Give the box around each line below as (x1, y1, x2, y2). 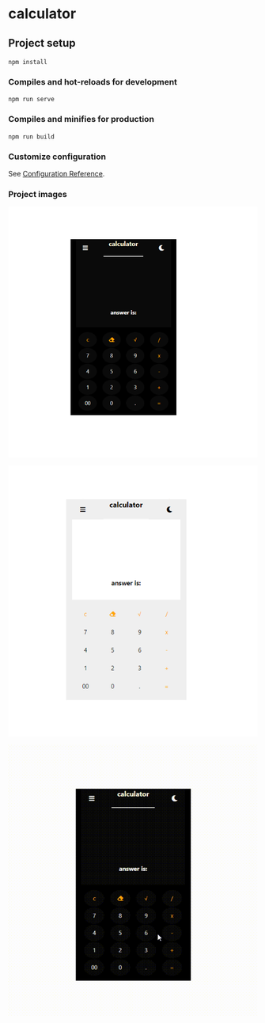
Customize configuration (8, 151, 107, 162)
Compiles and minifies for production (8, 114, 154, 125)
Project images (8, 188, 67, 199)
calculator (8, 5, 77, 23)
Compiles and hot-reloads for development (8, 76, 178, 87)
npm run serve (8, 96, 55, 104)
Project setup (8, 36, 77, 50)
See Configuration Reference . (8, 169, 105, 178)
